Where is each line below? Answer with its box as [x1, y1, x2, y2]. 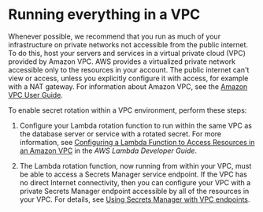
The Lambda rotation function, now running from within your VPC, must [19, 161, 252, 170]
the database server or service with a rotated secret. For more [19, 128, 222, 139]
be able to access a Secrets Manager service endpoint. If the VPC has [19, 169, 248, 179]
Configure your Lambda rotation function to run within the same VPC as [19, 121, 252, 130]
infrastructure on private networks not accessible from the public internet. [8, 39, 249, 49]
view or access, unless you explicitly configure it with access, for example [8, 73, 249, 83]
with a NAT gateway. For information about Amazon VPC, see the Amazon [8, 81, 248, 91]
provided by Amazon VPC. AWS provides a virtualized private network [8, 57, 236, 66]
